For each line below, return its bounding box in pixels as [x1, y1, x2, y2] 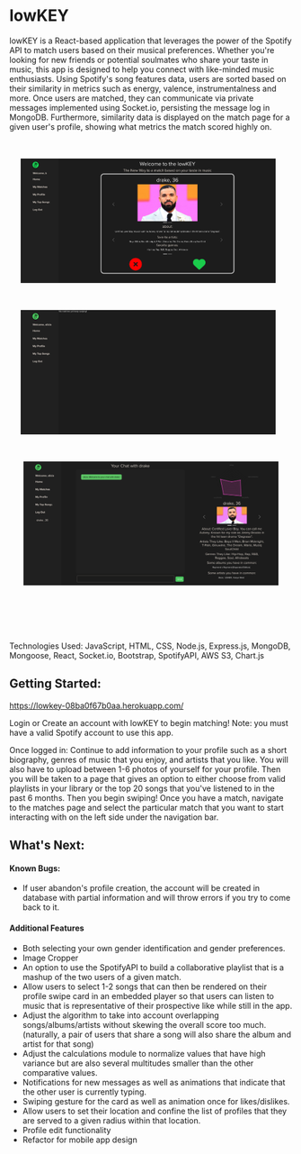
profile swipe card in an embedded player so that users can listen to [22, 990, 274, 1001]
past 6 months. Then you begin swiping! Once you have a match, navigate [9, 792, 284, 803]
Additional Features [9, 922, 84, 933]
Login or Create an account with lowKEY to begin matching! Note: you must [9, 717, 289, 728]
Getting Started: [9, 677, 102, 692]
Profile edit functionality [22, 1124, 111, 1135]
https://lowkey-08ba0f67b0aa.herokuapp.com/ [9, 700, 184, 711]
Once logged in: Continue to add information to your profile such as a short [9, 744, 288, 755]
